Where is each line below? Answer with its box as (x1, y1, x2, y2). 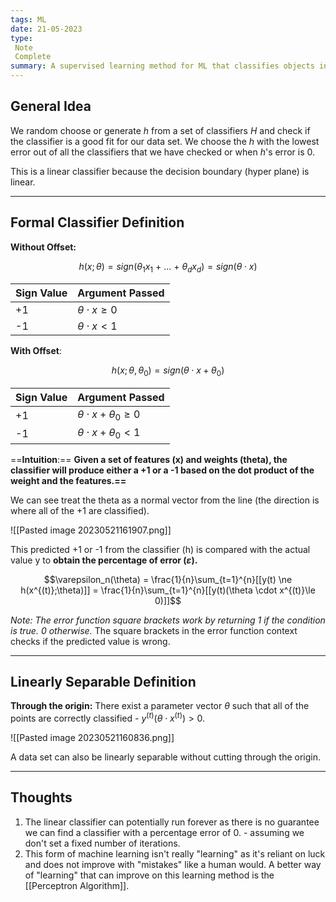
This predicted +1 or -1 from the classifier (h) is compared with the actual (10, 543, 311, 555)
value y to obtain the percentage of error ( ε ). (10, 554, 198, 566)
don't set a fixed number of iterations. (24, 837, 181, 849)
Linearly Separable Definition (10, 673, 197, 690)
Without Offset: (10, 241, 77, 253)
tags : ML (10, 14, 47, 25)
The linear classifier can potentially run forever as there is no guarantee (24, 816, 320, 828)
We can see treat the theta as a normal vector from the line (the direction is (10, 494, 320, 506)
